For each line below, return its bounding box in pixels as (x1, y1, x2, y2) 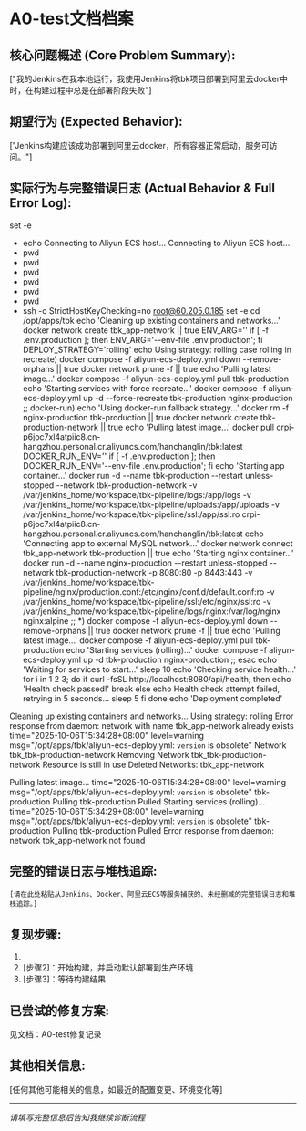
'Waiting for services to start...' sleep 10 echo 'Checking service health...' (22, 663, 297, 675)
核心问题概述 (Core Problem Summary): (9, 47, 236, 63)
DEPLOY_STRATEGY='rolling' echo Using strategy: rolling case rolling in (22, 344, 291, 355)
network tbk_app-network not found (9, 835, 146, 846)
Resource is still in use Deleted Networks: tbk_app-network (42, 759, 265, 770)
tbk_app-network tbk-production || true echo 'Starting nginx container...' (22, 547, 294, 558)
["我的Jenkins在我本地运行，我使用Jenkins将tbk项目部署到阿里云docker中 (9, 74, 289, 84)
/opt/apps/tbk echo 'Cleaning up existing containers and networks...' (22, 315, 280, 326)
